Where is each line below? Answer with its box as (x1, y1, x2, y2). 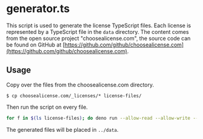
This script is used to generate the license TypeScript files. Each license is (6, 22, 192, 29)
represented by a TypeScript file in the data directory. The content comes (6, 28, 189, 35)
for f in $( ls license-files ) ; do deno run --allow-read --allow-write (6, 115, 190, 121)
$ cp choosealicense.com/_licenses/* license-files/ (6, 92, 142, 99)
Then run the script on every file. (6, 103, 88, 111)
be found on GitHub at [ (6, 41, 65, 48)
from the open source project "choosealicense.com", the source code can (6, 34, 191, 42)
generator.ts (6, 2, 70, 16)
